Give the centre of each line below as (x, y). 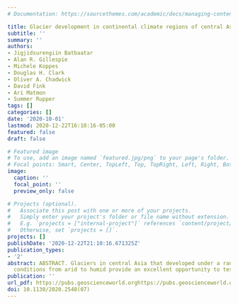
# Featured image (33, 152)
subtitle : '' (27, 33)
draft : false (27, 139)
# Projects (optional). (42, 204)
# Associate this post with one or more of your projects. (100, 210)
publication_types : (36, 250)
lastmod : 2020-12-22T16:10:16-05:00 (61, 125)
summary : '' (25, 40)
